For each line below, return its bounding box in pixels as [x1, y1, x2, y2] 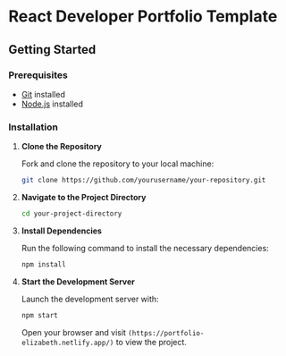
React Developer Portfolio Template [8, 6, 278, 27]
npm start [21, 310, 59, 319]
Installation [8, 121, 59, 133]
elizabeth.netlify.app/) [21, 338, 114, 347]
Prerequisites [8, 69, 68, 81]
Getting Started [8, 42, 97, 57]
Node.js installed [21, 98, 84, 109]
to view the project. [115, 336, 187, 347]
